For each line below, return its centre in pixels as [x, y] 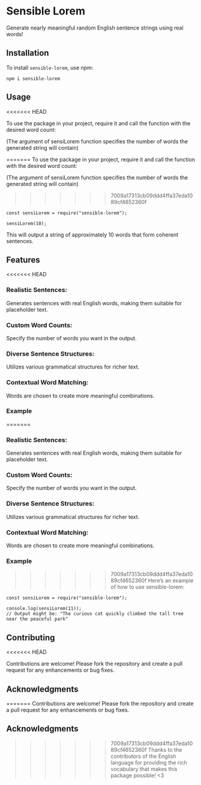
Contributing [31, 637]
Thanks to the [165, 749]
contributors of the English [144, 756]
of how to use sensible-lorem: [148, 587]
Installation [28, 53]
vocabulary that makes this [144, 769]
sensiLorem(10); [26, 223]
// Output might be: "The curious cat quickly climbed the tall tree [95, 614]
